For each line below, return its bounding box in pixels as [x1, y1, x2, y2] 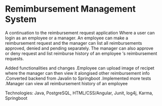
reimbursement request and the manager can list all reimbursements [5, 40, 143, 46]
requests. [5, 55, 24, 61]
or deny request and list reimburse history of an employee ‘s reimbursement [5, 50, 157, 56]
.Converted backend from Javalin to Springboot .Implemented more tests [5, 75, 151, 81]
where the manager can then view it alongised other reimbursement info [5, 70, 150, 76]
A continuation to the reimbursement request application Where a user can [5, 30, 155, 35]
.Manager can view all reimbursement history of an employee [5, 80, 128, 86]
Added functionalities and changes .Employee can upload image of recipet [5, 65, 155, 71]
